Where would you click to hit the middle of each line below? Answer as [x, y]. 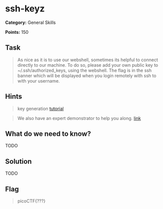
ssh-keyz [25, 9]
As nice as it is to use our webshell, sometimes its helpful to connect [88, 60]
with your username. [38, 81]
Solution [18, 161]
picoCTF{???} [31, 201]
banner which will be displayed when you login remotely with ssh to [87, 76]
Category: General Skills [30, 22]
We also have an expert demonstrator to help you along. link [79, 118]
